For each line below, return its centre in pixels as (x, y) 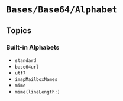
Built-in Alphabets (33, 47)
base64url (27, 67)
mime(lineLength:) (37, 92)
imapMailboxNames (36, 79)
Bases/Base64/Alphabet (62, 10)
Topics (19, 30)
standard (25, 60)
